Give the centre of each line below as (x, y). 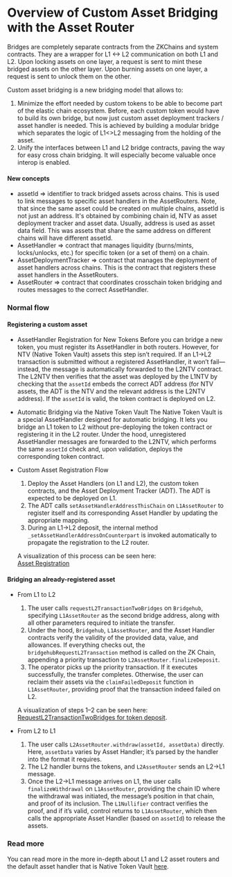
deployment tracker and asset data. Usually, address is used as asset (116, 223)
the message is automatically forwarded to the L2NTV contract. (132, 369)
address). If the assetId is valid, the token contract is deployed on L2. (116, 399)
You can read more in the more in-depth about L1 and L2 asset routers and (113, 859)
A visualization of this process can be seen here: (87, 556)
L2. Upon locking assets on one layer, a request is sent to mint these (105, 61)
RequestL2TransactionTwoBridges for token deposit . (92, 718)
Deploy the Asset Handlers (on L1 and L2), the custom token (113, 484)
